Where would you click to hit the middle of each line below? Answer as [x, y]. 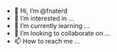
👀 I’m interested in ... [44, 18]
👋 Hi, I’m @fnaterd [41, 11]
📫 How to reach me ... [47, 41]
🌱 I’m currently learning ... [52, 26]
